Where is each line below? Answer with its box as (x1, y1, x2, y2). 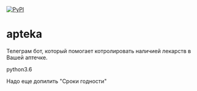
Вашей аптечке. (6, 54, 48, 61)
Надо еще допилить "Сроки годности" (6, 77, 107, 85)
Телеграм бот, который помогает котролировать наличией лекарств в (6, 47, 191, 54)
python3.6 (6, 65, 33, 73)
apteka (6, 27, 43, 41)
